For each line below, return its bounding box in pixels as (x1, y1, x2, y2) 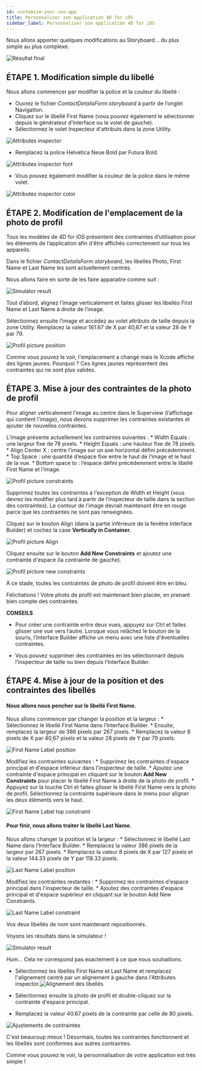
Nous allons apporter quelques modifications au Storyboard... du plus (6, 37, 180, 44)
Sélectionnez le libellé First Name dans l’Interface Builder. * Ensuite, (6, 722, 175, 729)
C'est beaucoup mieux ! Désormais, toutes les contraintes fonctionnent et (6, 1033, 189, 1040)
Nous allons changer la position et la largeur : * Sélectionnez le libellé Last (6, 835, 191, 842)
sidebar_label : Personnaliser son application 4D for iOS (6, 20, 155, 26)
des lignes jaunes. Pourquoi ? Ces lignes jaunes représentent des (6, 360, 169, 367)
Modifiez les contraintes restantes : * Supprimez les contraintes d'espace (6, 878, 189, 885)
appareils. (6, 246, 31, 253)
